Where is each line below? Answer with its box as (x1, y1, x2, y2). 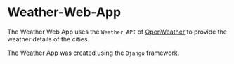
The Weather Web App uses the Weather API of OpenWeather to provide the (7, 27, 227, 36)
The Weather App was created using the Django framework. (7, 49, 180, 57)
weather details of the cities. (7, 34, 90, 43)
